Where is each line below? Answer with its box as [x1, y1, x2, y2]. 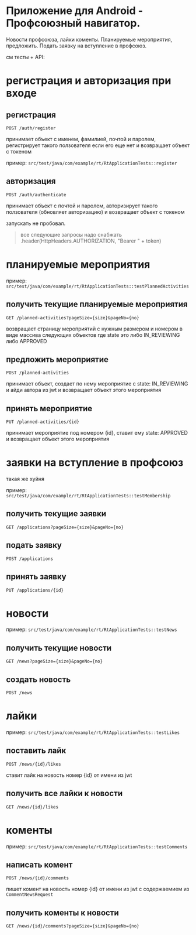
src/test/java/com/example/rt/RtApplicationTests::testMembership [6, 493, 171, 499]
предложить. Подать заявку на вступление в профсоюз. [6, 42, 147, 49]
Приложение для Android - [6, 4, 143, 18]
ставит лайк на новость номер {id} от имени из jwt [6, 772, 132, 779]
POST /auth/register [6, 125, 57, 131]
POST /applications [6, 555, 54, 562]
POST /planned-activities [6, 370, 69, 376]
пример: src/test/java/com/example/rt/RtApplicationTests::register [6, 159, 177, 166]
